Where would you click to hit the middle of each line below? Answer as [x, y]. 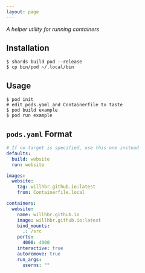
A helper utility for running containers [53, 29]
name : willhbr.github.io [48, 214]
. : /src [32, 231]
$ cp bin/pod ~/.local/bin [40, 67]
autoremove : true [39, 254]
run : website [28, 165]
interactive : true [40, 248]
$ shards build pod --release [44, 62]
